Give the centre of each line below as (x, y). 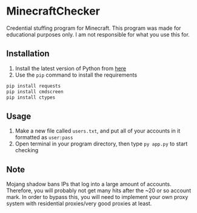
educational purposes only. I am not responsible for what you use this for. (98, 34)
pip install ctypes (31, 97)
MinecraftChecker (53, 11)
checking (27, 150)
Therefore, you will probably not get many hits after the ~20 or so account (99, 190)
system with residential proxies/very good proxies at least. (79, 203)
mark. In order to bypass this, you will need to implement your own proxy (97, 197)
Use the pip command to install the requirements (76, 75)
